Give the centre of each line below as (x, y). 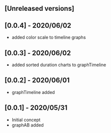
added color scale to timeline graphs (49, 38)
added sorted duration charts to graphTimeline (59, 65)
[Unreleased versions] (40, 9)
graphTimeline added (33, 92)
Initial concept (26, 120)
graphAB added (28, 125)
